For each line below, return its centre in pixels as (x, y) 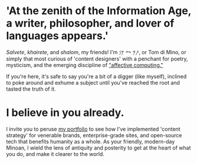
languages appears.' (58, 36)
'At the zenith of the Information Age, (99, 11)
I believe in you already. (65, 113)
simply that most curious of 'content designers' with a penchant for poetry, (97, 59)
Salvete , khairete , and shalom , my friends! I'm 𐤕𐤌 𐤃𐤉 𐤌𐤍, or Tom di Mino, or (96, 52)
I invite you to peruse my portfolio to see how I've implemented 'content (93, 129)
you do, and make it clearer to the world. (55, 154)
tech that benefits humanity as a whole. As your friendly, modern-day (91, 141)
